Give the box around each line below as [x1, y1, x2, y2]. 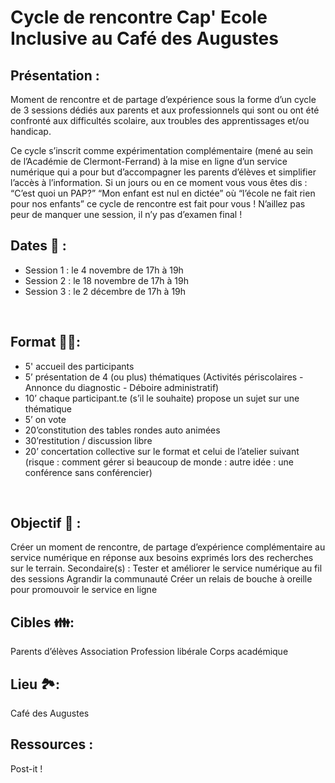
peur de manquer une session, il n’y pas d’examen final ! [10, 209, 243, 220]
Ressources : [10, 736, 94, 753]
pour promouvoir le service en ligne [10, 584, 158, 596]
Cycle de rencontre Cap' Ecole [10, 6, 268, 29]
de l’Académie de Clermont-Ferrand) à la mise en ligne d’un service [10, 156, 288, 167]
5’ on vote [24, 413, 67, 425]
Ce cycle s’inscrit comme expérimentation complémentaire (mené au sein [10, 145, 314, 156]
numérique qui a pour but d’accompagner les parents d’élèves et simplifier [10, 166, 317, 178]
